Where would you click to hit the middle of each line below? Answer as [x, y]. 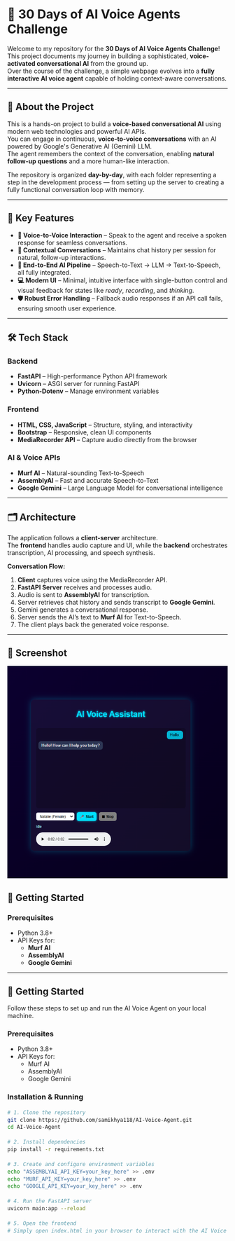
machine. [21, 1016]
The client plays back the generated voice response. [93, 624]
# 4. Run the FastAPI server [50, 1201]
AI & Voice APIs [34, 458]
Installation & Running [45, 1097]
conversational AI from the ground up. [93, 63]
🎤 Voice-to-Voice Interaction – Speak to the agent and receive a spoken [122, 235]
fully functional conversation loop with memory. [76, 189]
